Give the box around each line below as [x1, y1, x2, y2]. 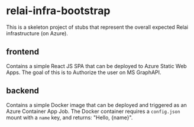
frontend [6, 47, 40, 57]
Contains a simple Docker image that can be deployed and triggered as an [6, 101, 187, 108]
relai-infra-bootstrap [6, 4, 111, 18]
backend [6, 86, 40, 96]
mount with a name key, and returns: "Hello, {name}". [6, 113, 133, 121]
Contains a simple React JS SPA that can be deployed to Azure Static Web [6, 62, 187, 69]
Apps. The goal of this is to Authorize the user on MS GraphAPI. [6, 69, 161, 76]
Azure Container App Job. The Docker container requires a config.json [6, 108, 180, 115]
